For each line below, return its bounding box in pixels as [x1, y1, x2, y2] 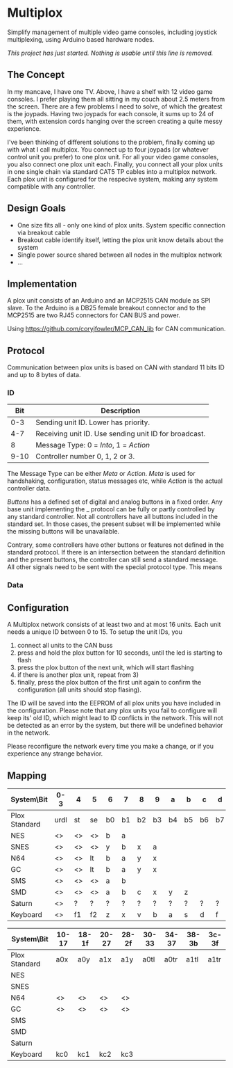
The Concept [7, 69, 64, 81]
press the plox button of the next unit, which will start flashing [17, 663, 194, 672]
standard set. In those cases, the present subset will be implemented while [7, 520, 221, 528]
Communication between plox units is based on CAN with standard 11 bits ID [7, 363, 225, 372]
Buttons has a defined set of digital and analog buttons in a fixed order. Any [7, 497, 223, 506]
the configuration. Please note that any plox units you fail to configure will [7, 706, 217, 715]
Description [101, 406, 141, 415]
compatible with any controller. [7, 182, 96, 191]
